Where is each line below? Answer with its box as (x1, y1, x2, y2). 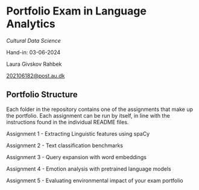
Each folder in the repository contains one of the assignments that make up (6, 106, 194, 113)
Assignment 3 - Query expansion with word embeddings (6, 153, 147, 160)
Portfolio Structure (6, 89, 78, 100)
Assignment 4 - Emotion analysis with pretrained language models (6, 165, 171, 173)
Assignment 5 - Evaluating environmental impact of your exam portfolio (6, 177, 183, 184)
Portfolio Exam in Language (6, 4, 147, 18)
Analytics (6, 17, 55, 31)
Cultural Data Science (6, 37, 62, 44)
